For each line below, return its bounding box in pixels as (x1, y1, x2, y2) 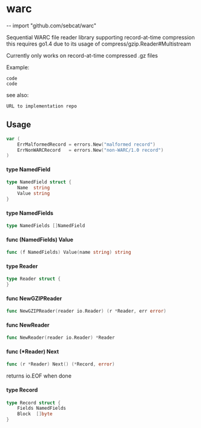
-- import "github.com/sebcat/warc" (6, 22, 97, 29)
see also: (6, 91, 29, 98)
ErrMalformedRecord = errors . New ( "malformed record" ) (17, 141, 156, 148)
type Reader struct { (6, 276, 61, 282)
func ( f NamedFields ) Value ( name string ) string (6, 250, 131, 256)
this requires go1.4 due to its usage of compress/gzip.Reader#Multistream (6, 40, 191, 47)
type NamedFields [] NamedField (6, 223, 85, 229)
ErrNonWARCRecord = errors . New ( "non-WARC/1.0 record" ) (17, 147, 164, 153)
